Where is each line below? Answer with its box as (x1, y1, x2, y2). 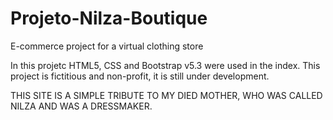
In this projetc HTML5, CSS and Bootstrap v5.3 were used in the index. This (10, 59, 321, 71)
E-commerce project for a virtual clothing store (10, 40, 204, 52)
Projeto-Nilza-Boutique (10, 7, 208, 30)
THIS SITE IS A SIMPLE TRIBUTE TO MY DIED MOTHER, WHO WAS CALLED (10, 89, 323, 101)
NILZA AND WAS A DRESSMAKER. (10, 100, 153, 112)
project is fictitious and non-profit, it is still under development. (10, 70, 270, 82)
